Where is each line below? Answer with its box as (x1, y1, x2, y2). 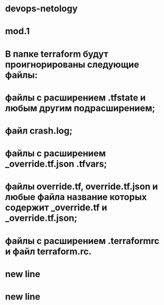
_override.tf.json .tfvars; (5, 158, 107, 170)
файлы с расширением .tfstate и (5, 92, 146, 103)
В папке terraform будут (5, 48, 109, 59)
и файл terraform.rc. (5, 246, 92, 257)
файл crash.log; (5, 125, 73, 136)
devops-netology (5, 3, 78, 14)
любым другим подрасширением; (5, 102, 156, 114)
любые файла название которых (5, 192, 147, 203)
